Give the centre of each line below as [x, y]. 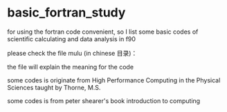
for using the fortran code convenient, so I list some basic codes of [103, 32]
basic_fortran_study [66, 13]
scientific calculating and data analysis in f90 [72, 38]
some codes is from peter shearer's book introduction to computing [104, 100]
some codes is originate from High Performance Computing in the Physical [114, 80]
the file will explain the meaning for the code [70, 67]
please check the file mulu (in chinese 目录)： [72, 53]
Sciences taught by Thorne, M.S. [54, 87]
